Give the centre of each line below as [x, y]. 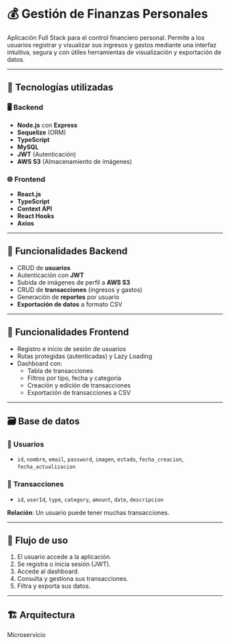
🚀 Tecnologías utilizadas [60, 87]
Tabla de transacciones [60, 370]
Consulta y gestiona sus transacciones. [73, 579]
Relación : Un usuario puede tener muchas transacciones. [88, 512]
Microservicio [26, 635]
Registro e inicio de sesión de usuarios [72, 348]
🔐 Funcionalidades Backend [67, 251]
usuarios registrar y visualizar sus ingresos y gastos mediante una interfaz [112, 45]
